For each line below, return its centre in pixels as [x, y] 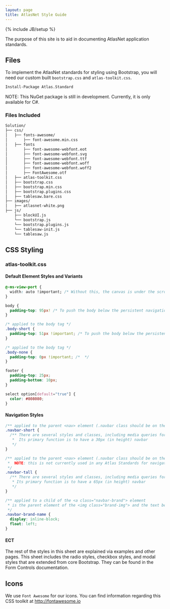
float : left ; [24, 524]
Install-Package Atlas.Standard [39, 87]
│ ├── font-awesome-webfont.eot [46, 149]
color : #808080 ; [27, 399]
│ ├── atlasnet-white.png [35, 206]
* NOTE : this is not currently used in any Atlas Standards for [78, 463]
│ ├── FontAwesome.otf [36, 173]
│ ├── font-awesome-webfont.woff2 [49, 168]
